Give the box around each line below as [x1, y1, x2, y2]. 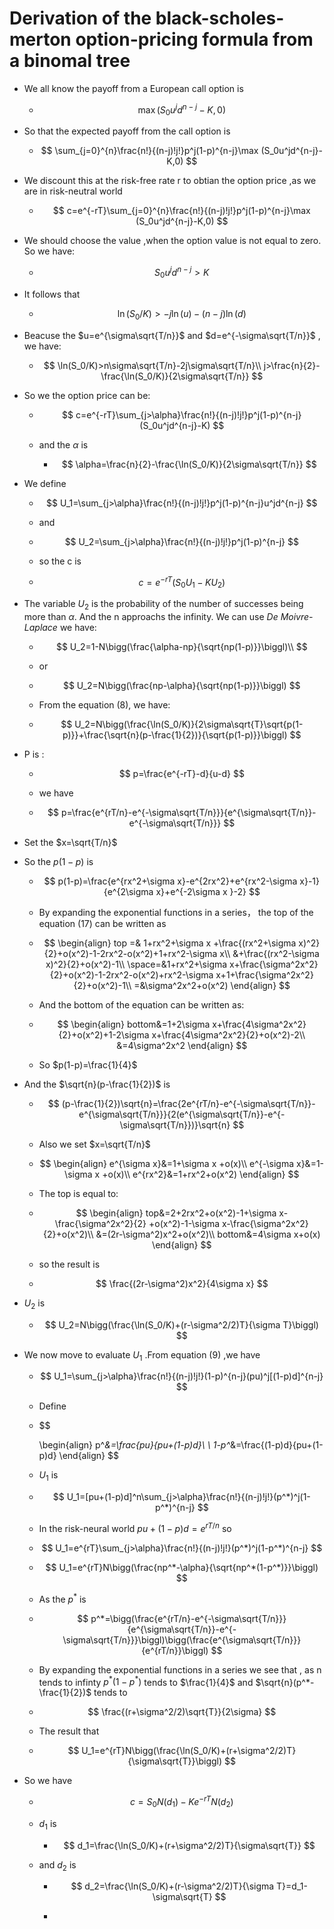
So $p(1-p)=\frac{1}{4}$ [38, 1058, 138, 1071]
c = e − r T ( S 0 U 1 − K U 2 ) [138, 574, 226, 591]
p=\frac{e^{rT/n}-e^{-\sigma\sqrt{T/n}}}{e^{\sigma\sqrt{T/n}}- [60, 806, 317, 818]
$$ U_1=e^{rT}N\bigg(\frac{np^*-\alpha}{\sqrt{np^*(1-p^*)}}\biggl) [45, 1561, 319, 1573]
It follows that [23, 288, 81, 300]
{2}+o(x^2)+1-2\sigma [58, 1028, 150, 1041]
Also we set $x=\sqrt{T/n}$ [38, 1138, 151, 1150]
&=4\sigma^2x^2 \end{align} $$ [116, 1039, 248, 1051]
